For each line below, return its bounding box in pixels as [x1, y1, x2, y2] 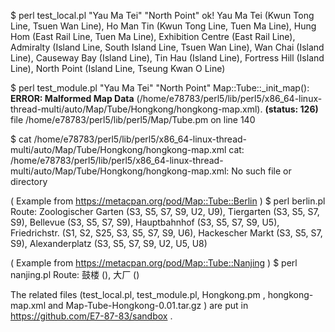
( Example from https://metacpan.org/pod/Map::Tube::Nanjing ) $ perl [10, 257, 298, 269]
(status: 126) [264, 103, 319, 115]
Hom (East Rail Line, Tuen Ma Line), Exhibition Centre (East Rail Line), [10, 31, 296, 42]
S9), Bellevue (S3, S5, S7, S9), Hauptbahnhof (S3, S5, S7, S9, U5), [10, 216, 280, 228]
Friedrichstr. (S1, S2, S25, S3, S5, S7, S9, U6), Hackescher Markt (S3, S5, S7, [10, 227, 323, 239]
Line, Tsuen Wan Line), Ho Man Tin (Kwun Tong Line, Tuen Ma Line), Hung [10, 20, 317, 32]
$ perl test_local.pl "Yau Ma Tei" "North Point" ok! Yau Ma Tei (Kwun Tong [10, 10, 315, 21]
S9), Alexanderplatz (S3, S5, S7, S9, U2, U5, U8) [10, 238, 208, 249]
